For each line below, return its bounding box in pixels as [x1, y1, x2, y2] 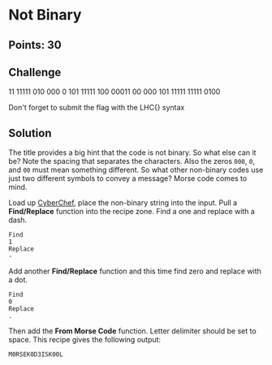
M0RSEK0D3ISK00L [8, 350, 63, 359]
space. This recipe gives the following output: [8, 335, 161, 345]
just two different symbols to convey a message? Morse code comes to [8, 174, 248, 183]
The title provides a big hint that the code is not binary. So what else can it [8, 148, 257, 157]
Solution [8, 126, 52, 140]
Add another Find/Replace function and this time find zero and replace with [8, 266, 261, 277]
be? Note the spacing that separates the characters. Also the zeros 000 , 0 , [8, 157, 256, 166]
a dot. [8, 275, 28, 285]
